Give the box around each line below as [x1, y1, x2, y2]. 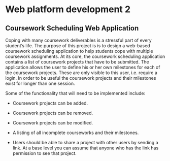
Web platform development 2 [5, 4, 131, 15]
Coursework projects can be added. [12, 100, 88, 106]
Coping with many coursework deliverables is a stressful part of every [5, 37, 152, 43]
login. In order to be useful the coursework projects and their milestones [5, 75, 156, 81]
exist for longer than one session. [5, 80, 75, 86]
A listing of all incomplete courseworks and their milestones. [12, 130, 139, 136]
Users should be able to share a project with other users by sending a [12, 140, 158, 145]
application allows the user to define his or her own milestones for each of [5, 65, 160, 70]
